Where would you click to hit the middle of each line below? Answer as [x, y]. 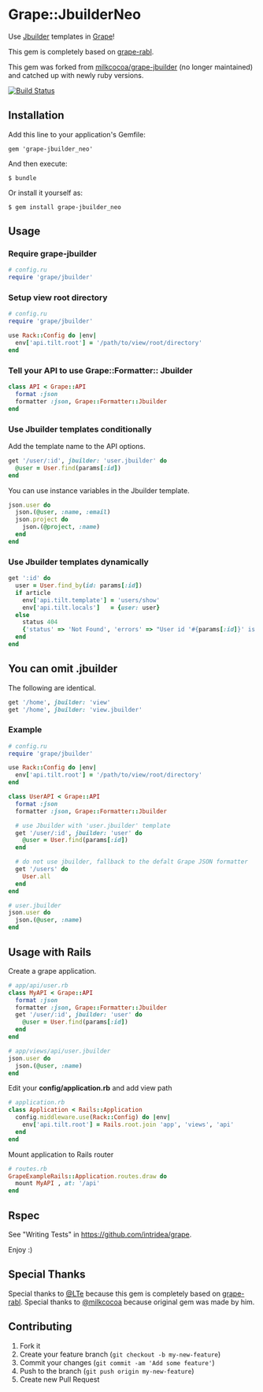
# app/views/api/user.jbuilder [59, 1051]
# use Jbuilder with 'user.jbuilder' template [93, 825]
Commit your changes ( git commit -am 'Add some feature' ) [117, 1362]
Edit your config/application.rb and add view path [90, 1088]
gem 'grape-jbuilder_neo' [50, 149]
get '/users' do [42, 870]
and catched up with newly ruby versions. [76, 75]
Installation [36, 116]
